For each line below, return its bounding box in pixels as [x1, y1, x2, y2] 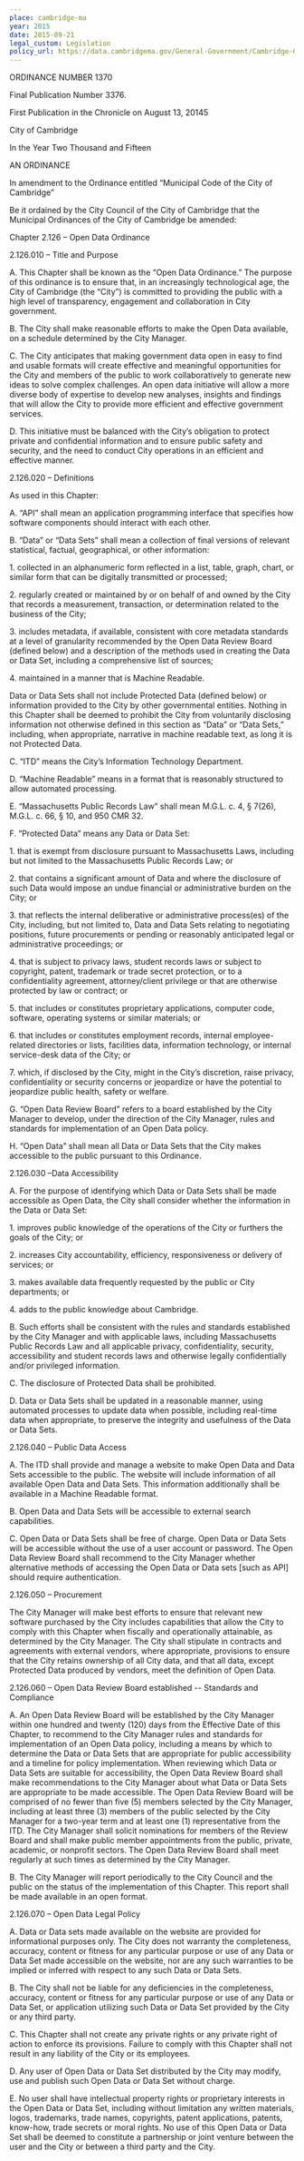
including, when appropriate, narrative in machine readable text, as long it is [9, 729, 292, 740]
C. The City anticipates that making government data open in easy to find [9, 350, 282, 361]
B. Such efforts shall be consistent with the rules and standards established [9, 1321, 291, 1332]
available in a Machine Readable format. [9, 1488, 158, 1499]
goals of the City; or [9, 1232, 84, 1243]
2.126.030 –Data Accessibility [9, 1168, 119, 1179]
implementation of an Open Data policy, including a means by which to [9, 1739, 273, 1750]
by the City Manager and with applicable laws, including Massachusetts [9, 1331, 277, 1342]
